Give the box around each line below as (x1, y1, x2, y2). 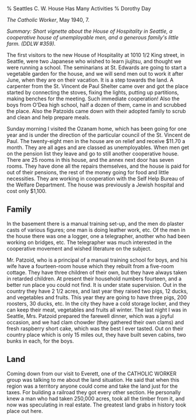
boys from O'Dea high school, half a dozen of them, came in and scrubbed (6, 101, 187, 108)
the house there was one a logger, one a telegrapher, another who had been (6, 232, 190, 239)
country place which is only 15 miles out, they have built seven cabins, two (6, 331, 187, 338)
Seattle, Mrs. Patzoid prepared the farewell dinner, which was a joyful (6, 312, 174, 319)
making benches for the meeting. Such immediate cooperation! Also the (6, 95, 180, 102)
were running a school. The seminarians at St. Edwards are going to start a (6, 64, 187, 71)
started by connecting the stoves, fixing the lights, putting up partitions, (6, 89, 179, 96)
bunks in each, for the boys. (6, 337, 74, 344)
